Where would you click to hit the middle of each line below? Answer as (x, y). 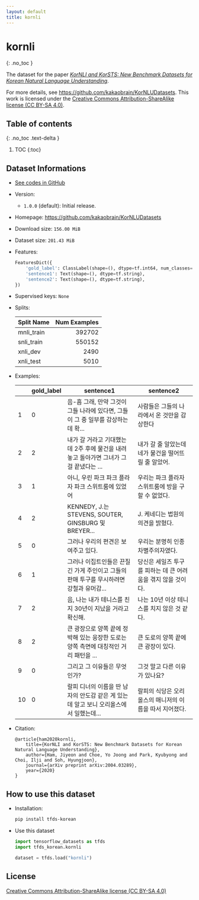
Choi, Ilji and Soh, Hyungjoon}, (56, 760)
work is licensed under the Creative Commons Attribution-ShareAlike (90, 99)
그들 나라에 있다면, (92, 411)
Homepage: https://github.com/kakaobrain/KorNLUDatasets (88, 217)
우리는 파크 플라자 (161, 478)
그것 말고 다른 (156, 667)
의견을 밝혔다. (156, 523)
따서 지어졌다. (168, 709)
